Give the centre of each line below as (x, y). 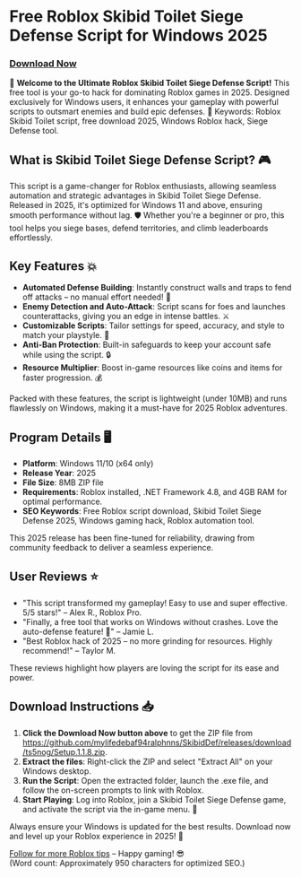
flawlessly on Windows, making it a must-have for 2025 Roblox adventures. (149, 408)
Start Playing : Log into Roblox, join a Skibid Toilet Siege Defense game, (154, 799)
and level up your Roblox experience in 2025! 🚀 (96, 836)
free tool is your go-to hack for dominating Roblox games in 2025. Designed (150, 92)
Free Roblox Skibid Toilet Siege (126, 17)
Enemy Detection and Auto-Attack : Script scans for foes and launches (154, 307)
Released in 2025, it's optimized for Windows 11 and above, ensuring (136, 205)
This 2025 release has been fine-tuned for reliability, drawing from (132, 538)
